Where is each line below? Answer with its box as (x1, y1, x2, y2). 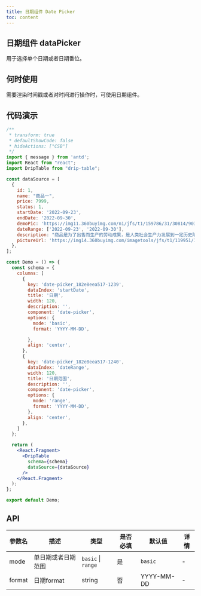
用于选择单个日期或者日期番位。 (6, 55, 85, 62)
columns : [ (17, 270, 44, 276)
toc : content (6, 14, 39, 20)
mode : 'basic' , (32, 320, 71, 326)
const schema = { (11, 265, 55, 271)
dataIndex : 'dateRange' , (28, 364, 90, 371)
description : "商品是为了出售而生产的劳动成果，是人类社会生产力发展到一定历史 (17, 231, 193, 238)
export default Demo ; (6, 497, 60, 503)
